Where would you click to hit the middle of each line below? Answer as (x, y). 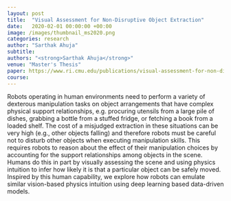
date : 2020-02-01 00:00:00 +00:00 (59, 26)
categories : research (38, 39)
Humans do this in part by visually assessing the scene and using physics (111, 163)
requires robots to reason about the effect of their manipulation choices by (113, 147)
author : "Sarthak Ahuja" (43, 45)
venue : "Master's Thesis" (44, 64)
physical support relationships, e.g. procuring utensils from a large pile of (111, 111)
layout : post (26, 13)
